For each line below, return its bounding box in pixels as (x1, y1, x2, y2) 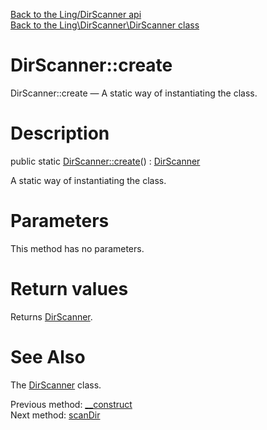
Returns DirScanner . (10, 310, 93, 323)
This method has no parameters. (10, 242, 145, 254)
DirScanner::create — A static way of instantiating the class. (10, 87, 258, 99)
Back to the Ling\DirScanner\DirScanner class (10, 19, 200, 31)
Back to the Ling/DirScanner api (10, 9, 142, 20)
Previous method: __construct (10, 398, 133, 410)
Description (10, 122, 110, 145)
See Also (10, 345, 86, 368)
